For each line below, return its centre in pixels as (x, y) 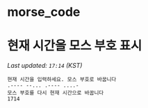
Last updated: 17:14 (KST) (45, 66)
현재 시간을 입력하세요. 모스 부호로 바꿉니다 (62, 80)
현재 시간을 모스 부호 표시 (75, 46)
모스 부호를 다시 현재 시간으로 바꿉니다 (56, 93)
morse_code (44, 12)
